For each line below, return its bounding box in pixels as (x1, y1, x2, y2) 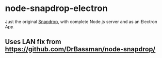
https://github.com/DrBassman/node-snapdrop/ (5, 45, 156, 53)
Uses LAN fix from (5, 38, 62, 46)
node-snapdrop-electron (5, 3, 108, 14)
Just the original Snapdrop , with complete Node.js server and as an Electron (5, 19, 158, 24)
